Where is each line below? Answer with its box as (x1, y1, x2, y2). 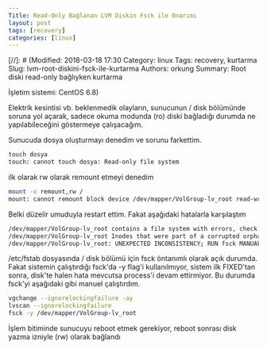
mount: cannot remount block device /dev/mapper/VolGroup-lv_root (8, 195, 233, 203)
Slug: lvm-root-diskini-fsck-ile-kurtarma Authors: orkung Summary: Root (8, 64, 246, 74)
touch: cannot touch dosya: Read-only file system (8, 158, 180, 167)
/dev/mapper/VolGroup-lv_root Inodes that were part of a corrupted (8, 232, 240, 240)
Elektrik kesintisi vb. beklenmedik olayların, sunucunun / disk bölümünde (8, 103, 246, 113)
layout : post (8, 19, 52, 27)
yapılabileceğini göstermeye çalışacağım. (8, 120, 143, 129)
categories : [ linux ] (8, 33, 77, 42)
